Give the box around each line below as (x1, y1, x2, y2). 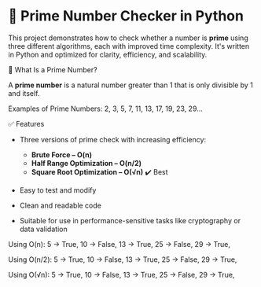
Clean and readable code (19, 201, 102, 210)
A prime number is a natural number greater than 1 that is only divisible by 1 (8, 80, 254, 90)
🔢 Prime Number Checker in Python (8, 7, 244, 25)
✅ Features (8, 119, 45, 128)
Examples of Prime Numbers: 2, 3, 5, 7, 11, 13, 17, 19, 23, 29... (8, 104, 203, 113)
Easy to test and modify (19, 185, 97, 195)
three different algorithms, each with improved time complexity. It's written (8, 41, 250, 50)
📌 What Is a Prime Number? (8, 64, 97, 74)
